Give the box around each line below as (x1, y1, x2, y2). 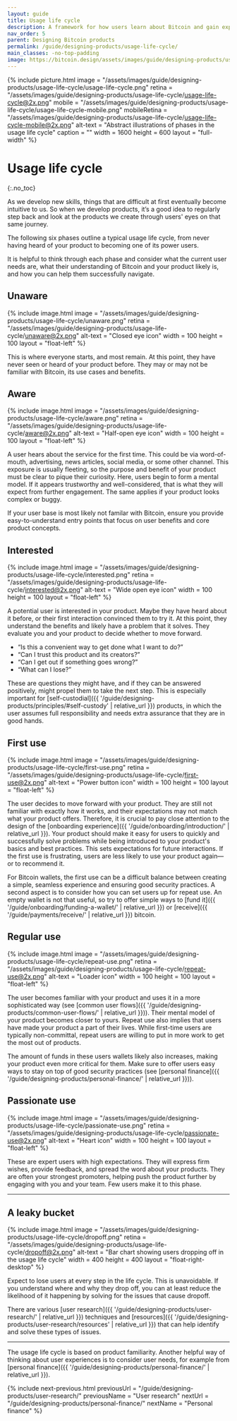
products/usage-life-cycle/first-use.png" (7, 763, 126, 771)
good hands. (7, 717, 44, 725)
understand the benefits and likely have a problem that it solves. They (7, 622, 210, 630)
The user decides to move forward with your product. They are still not (7, 799, 213, 808)
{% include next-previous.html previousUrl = (7, 1384, 138, 1393)
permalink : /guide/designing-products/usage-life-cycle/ (7, 43, 178, 50)
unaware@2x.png (24, 331, 77, 339)
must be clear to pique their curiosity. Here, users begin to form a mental (7, 473, 219, 481)
